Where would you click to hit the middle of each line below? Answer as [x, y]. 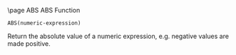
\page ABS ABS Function [44, 10]
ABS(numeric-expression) [44, 23]
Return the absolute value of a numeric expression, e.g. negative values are [118, 36]
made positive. [29, 44]
